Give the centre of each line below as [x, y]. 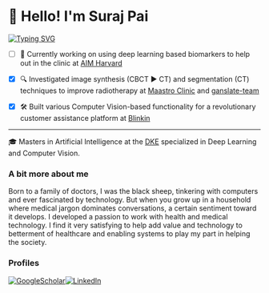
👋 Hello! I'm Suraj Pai [78, 16]
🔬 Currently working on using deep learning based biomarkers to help [135, 54]
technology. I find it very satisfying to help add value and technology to [125, 225]
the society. [28, 243]
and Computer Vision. [44, 153]
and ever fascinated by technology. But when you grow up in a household [130, 200]
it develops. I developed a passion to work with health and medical [118, 217]
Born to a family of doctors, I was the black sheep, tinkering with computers [133, 191]
